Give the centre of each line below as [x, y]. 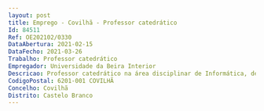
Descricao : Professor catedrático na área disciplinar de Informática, [128, 73]
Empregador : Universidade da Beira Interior [82, 66]
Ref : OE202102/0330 [40, 37]
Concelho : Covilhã [38, 88]
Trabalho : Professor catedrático [63, 59]
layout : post [29, 15]
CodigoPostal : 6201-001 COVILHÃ [61, 81]
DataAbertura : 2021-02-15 [50, 45]
